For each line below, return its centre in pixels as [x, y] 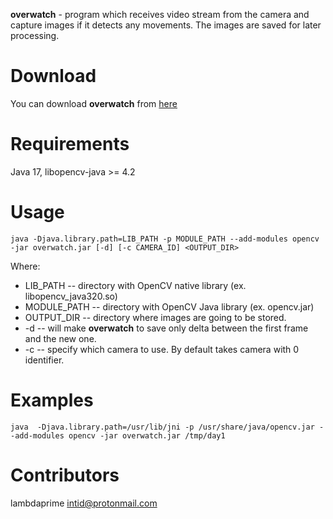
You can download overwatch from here [94, 103]
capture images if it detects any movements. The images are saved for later [166, 25]
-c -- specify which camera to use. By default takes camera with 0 [162, 349]
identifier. [44, 360]
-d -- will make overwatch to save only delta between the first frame [166, 328]
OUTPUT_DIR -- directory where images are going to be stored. [155, 317]
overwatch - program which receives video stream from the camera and [160, 14]
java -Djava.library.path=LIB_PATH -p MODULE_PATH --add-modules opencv [165, 239]
